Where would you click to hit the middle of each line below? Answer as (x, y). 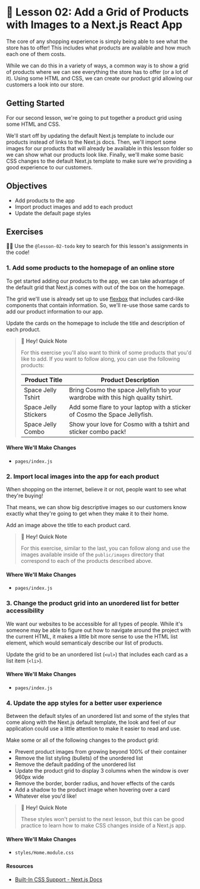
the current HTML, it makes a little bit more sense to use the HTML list (92, 636)
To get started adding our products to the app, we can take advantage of (96, 281)
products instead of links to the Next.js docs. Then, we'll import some (91, 142)
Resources (20, 866)
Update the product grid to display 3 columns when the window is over (102, 771)
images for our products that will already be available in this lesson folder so (100, 148)
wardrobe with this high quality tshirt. (121, 397)
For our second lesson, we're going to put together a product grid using (94, 117)
